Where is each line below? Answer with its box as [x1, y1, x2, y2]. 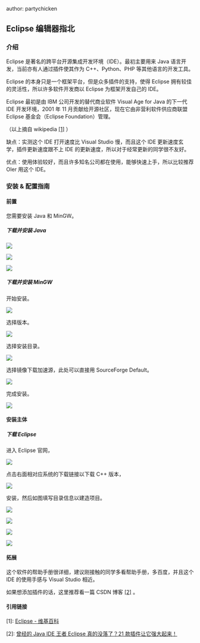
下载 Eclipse [6, 430, 37, 438]
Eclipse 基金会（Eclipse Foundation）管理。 [6, 113, 114, 120]
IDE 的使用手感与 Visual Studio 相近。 [6, 576, 98, 583]
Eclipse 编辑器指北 [6, 24, 75, 34]
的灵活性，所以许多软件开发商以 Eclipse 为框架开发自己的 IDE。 [6, 85, 162, 92]
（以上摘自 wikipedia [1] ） [6, 125, 71, 133]
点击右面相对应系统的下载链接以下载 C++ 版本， [6, 470, 124, 478]
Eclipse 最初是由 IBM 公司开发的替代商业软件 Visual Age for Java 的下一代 [6, 98, 187, 105]
